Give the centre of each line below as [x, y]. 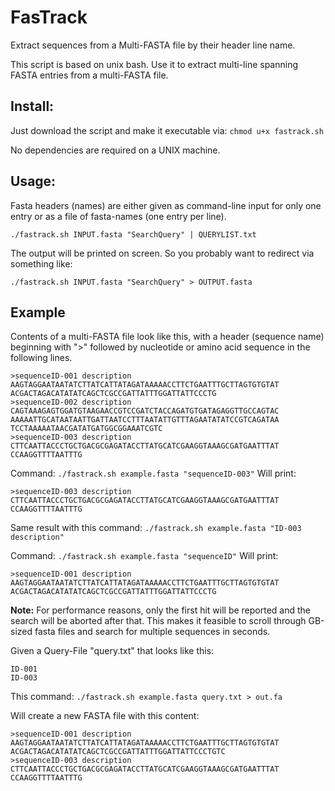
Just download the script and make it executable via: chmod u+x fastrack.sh [167, 130]
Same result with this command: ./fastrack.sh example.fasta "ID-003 [156, 528]
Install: [32, 106]
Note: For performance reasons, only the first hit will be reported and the [161, 610]
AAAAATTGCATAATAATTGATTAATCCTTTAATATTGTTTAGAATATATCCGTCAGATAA [145, 420]
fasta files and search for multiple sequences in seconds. [152, 632]
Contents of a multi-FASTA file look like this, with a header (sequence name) [167, 337]
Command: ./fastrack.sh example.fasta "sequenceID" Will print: [144, 556]
